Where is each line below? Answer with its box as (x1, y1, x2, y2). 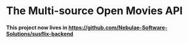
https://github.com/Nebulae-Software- (68, 24, 168, 31)
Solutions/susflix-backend (6, 30, 74, 37)
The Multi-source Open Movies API (6, 4, 183, 18)
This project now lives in (6, 24, 68, 31)
